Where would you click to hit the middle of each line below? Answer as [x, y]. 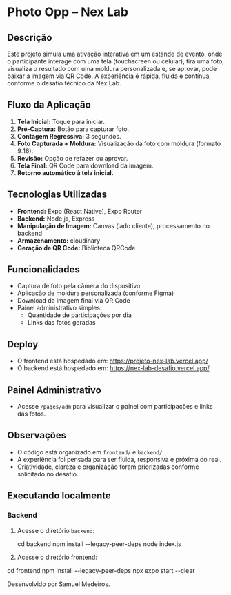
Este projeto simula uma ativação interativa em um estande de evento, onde [115, 54]
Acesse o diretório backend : [56, 530]
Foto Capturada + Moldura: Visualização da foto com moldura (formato [119, 143]
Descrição [30, 38]
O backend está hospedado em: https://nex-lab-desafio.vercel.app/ [113, 368]
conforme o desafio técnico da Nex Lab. [64, 83]
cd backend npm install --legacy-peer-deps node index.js [99, 544]
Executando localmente [59, 496]
